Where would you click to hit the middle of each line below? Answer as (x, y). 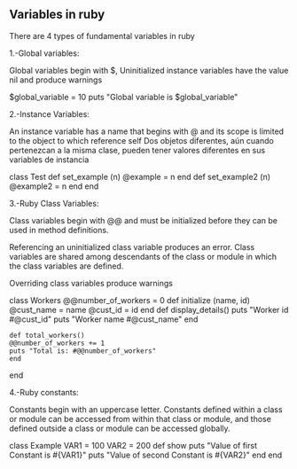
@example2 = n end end (54, 186)
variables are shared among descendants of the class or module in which (143, 256)
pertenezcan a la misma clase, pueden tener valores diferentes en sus (137, 150)
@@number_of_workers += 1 (57, 343)
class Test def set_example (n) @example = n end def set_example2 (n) (140, 176)
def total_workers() (47, 335)
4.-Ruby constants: (44, 392)
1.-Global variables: (44, 53)
